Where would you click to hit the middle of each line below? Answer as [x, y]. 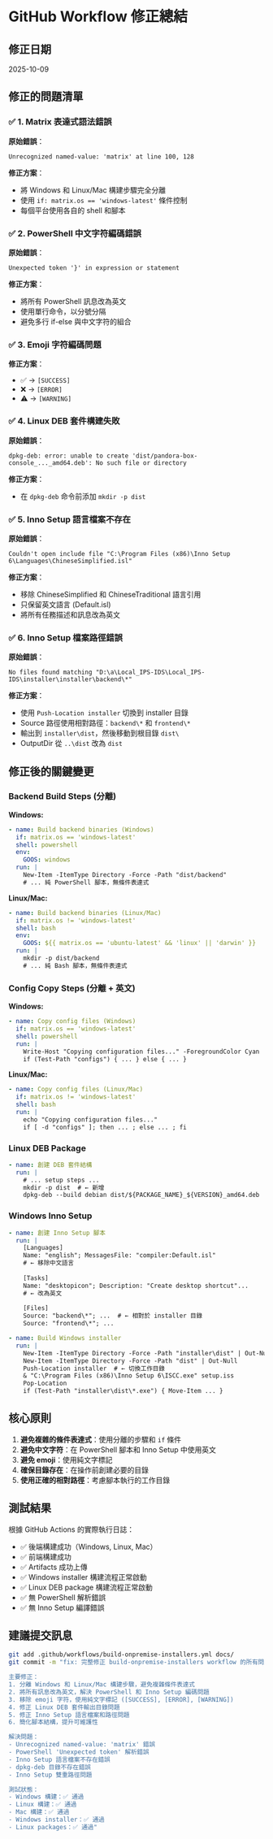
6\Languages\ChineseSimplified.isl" [70, 561]
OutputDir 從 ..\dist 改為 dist [71, 744]
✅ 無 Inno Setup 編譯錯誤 [62, 1607]
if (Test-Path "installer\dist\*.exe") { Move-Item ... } [123, 1391]
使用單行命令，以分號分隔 [63, 311]
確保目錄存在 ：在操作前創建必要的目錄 [84, 1470]
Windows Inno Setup [50, 1216]
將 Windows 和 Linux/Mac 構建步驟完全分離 [93, 190]
